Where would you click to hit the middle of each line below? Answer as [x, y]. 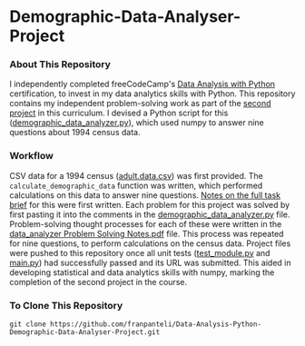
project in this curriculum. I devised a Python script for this [119, 113]
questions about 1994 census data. [75, 133]
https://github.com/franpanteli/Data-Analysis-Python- [155, 324]
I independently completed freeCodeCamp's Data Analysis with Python [142, 84]
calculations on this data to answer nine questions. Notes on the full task [145, 195]
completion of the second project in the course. [98, 282]
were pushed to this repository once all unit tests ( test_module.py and [140, 252]
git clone [28, 324]
